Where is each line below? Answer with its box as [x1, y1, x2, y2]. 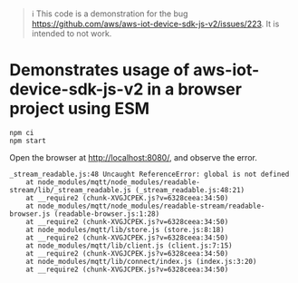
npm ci [9, 128, 34, 137]
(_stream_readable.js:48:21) [134, 185, 245, 194]
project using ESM [9, 99, 150, 119]
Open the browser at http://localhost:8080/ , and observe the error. [9, 151, 258, 162]
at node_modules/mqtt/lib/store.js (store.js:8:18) [25, 225, 225, 234]
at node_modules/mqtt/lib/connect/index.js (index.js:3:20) [25, 257, 257, 266]
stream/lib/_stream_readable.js [9, 185, 131, 194]
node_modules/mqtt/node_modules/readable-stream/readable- [37, 201, 265, 210]
